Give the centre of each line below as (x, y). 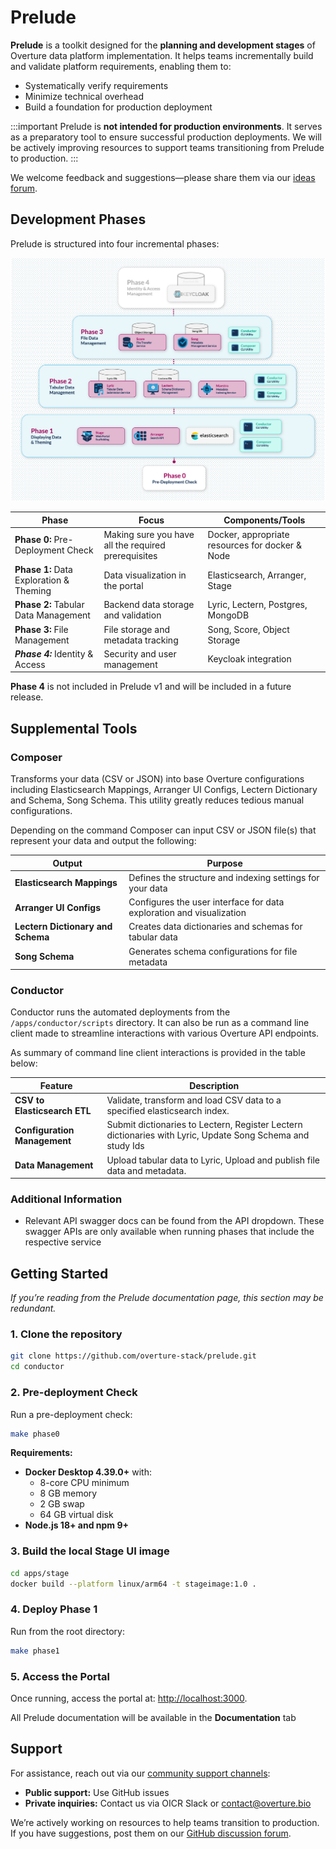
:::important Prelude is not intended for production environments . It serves (166, 126)
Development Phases (78, 219)
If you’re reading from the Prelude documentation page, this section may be (167, 1298)
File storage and (136, 629)
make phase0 (35, 1434)
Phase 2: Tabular (49, 605)
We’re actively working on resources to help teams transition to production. (165, 1822)
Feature (56, 1085)
